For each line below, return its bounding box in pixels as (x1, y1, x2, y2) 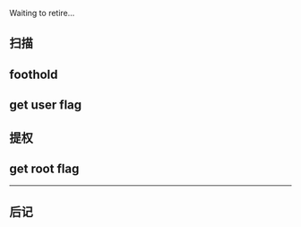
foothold (9, 66, 58, 82)
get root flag (9, 161, 80, 176)
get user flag (9, 98, 82, 113)
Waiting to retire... (9, 8, 75, 18)
